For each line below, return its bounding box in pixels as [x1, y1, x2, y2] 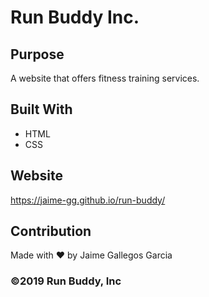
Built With [10, 101, 73, 118]
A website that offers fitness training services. [10, 72, 200, 84]
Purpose [10, 46, 65, 63]
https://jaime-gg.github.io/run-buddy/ [10, 194, 166, 206]
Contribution [10, 223, 92, 240]
